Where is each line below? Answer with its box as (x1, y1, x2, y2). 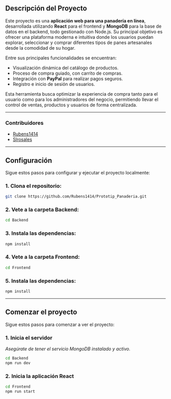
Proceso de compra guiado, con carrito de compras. (12, 70, 123, 76)
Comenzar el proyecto (5, 308, 77, 317)
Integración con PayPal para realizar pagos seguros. (12, 75, 123, 81)
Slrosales (12, 137, 32, 143)
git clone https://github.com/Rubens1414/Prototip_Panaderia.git (5, 194, 147, 199)
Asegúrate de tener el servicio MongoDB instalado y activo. (5, 345, 131, 352)
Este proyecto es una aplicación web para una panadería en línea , (5, 17, 146, 24)
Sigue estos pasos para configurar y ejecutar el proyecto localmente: (5, 169, 150, 175)
